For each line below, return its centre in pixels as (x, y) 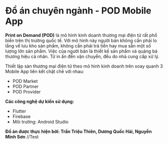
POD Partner (26, 86)
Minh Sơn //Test (22, 136)
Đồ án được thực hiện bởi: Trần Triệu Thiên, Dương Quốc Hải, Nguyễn (78, 131)
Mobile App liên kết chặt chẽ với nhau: (45, 71)
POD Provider (27, 91)
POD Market (25, 81)
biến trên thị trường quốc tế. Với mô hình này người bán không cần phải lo (81, 40)
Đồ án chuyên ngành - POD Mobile (78, 11)
